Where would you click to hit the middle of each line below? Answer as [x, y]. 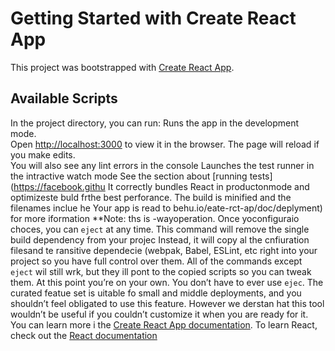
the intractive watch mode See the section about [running [129, 176]
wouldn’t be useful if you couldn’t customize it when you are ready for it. [159, 314]
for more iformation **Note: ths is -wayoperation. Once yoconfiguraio [155, 218]
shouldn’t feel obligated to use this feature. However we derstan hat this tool [167, 303]
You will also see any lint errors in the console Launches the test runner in [162, 165]
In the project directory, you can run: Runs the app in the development [155, 123]
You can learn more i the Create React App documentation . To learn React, [164, 324]
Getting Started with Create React [153, 18]
